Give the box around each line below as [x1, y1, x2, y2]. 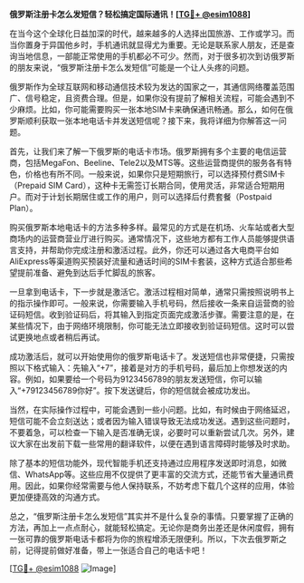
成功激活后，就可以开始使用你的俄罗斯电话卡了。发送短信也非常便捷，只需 [9, 351, 287, 362]
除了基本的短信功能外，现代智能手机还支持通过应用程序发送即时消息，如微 [9, 458, 287, 468]
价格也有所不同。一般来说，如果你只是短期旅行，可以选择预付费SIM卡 [24, 169, 286, 180]
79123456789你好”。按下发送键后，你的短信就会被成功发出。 [25, 385, 255, 395]
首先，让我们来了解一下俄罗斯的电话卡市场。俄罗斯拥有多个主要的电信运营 [9, 146, 287, 157]
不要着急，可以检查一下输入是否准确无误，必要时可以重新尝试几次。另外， [9, 427, 287, 438]
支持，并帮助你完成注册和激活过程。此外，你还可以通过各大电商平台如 [16, 245, 279, 255]
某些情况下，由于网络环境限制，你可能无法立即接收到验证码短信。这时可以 [9, 321, 287, 331]
